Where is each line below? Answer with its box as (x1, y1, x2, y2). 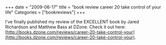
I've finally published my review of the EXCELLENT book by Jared (5, 19, 139, 24)
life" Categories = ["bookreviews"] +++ (5, 9, 86, 15)
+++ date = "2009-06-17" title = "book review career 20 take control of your (5, 4, 161, 10)
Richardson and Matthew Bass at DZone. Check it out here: (5, 24, 126, 30)
